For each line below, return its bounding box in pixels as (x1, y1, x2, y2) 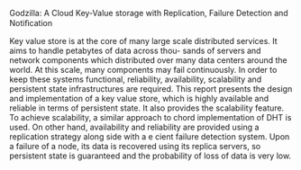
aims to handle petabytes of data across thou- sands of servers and (9, 45, 261, 56)
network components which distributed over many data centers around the (9, 55, 288, 66)
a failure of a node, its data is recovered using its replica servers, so (9, 141, 261, 151)
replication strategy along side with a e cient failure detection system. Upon (9, 131, 290, 142)
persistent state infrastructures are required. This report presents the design (9, 84, 293, 94)
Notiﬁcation (9, 18, 52, 28)
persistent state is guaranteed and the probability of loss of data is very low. (9, 150, 291, 161)
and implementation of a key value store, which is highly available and (9, 94, 269, 103)
